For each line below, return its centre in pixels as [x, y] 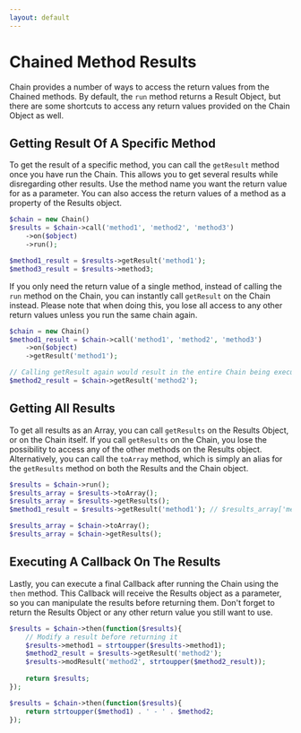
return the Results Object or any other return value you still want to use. [141, 612]
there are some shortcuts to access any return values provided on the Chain [150, 106]
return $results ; [58, 678]
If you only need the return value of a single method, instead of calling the [146, 286]
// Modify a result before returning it [102, 637]
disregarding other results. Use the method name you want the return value [148, 184]
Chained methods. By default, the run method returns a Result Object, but [145, 96]
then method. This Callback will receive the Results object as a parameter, [146, 593]
